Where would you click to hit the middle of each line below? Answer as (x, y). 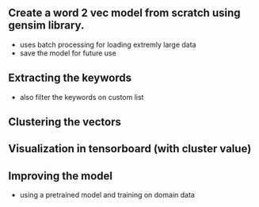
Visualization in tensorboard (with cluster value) (130, 149)
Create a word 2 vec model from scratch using (124, 13)
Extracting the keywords (70, 78)
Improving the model (61, 176)
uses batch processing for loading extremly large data (108, 44)
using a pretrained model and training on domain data (107, 195)
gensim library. (46, 26)
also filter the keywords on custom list (82, 97)
